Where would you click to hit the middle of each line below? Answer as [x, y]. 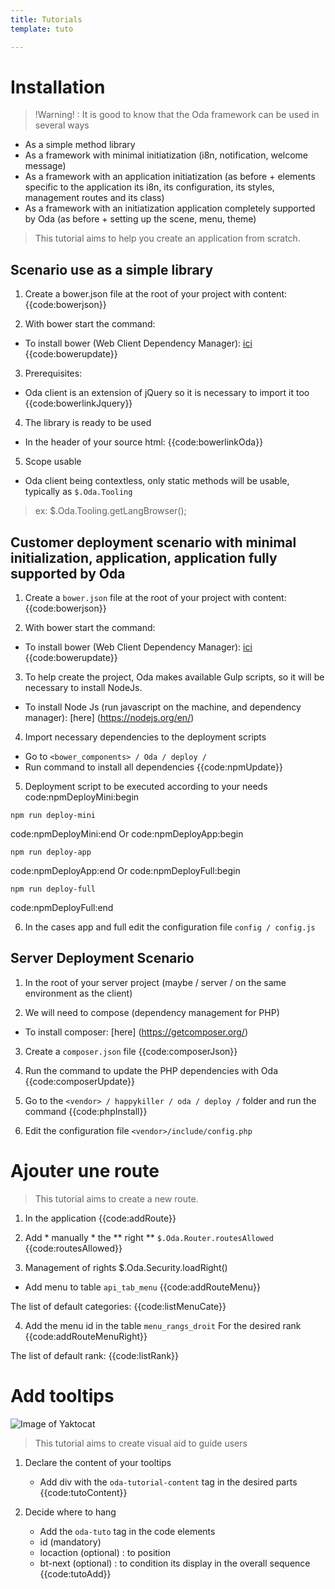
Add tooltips [62, 1396]
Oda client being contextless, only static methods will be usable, [157, 481]
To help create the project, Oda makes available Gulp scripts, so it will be [174, 677]
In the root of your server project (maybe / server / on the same [155, 982]
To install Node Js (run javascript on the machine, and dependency [163, 707]
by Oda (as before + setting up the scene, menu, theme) [140, 219]
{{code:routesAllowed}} [73, 1248]
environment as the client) [78, 993]
